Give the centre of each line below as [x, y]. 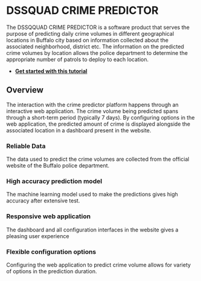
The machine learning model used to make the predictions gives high [92, 195]
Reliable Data [26, 146]
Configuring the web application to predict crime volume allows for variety [99, 265]
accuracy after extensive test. [43, 201]
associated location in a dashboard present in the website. [79, 130]
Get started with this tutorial [51, 71]
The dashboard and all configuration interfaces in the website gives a [92, 230]
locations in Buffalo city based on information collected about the [88, 40]
